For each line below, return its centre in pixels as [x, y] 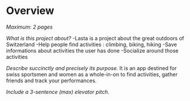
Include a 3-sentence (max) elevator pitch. [58, 92]
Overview [30, 11]
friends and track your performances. [51, 81]
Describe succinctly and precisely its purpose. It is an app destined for [91, 68]
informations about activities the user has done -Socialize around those [92, 50]
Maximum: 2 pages [29, 27]
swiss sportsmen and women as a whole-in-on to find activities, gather [92, 74]
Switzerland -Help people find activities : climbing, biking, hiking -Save [91, 44]
